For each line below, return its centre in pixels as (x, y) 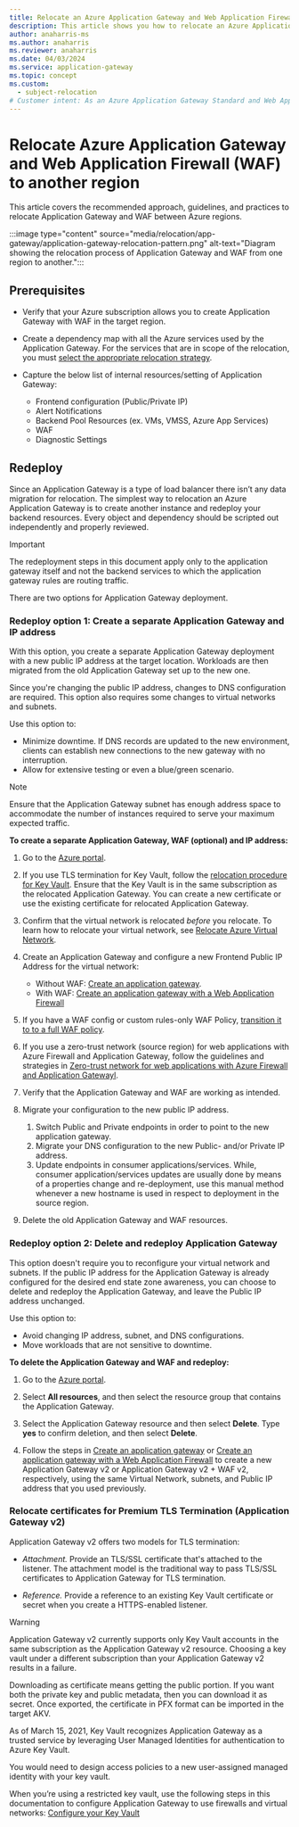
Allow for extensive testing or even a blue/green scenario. (128, 770)
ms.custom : (29, 84)
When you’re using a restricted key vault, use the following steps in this (140, 1793)
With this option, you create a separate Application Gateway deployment (142, 651)
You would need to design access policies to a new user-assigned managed (149, 1766)
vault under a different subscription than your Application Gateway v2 (137, 1658)
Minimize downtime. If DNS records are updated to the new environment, (156, 741)
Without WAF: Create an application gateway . (118, 984)
